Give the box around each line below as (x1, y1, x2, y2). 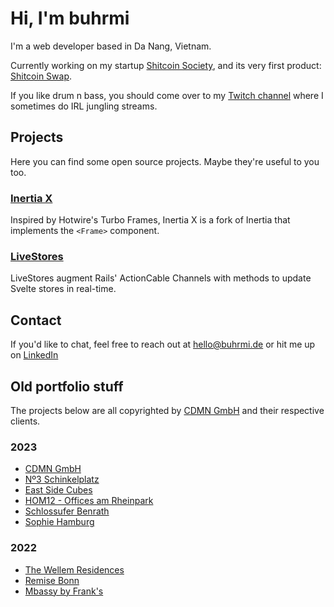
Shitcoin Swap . (10, 70, 73, 82)
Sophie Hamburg (24, 516, 95, 528)
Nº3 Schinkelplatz (24, 473, 100, 486)
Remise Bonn (24, 574, 80, 586)
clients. (10, 415, 41, 427)
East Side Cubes (24, 484, 93, 496)
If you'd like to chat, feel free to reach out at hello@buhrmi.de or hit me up (10, 338, 316, 351)
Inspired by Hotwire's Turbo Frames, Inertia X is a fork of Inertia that (10, 214, 291, 226)
